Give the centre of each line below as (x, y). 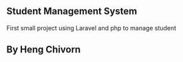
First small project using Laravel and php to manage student (91, 28)
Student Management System (72, 11)
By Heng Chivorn (44, 50)
